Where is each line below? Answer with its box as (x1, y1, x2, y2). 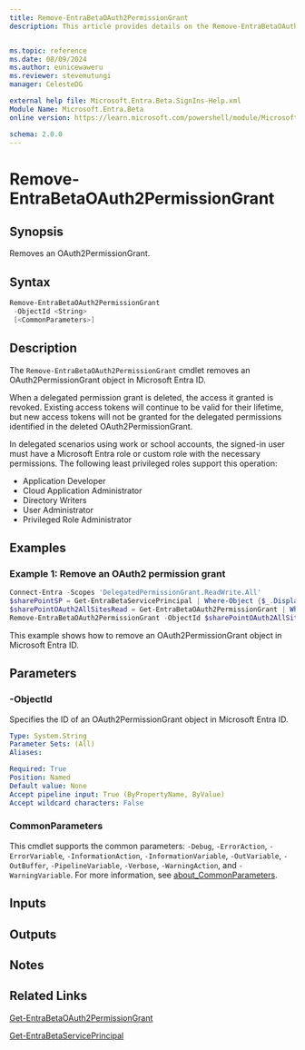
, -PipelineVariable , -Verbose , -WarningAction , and (45, 859, 238, 870)
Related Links (9, 988, 88, 1004)
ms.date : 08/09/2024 (9, 54, 88, 64)
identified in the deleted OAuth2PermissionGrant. (9, 421, 193, 431)
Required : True (9, 765, 67, 774)
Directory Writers (22, 494, 88, 505)
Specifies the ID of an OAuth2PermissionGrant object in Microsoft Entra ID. (9, 714, 289, 725)
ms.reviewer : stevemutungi (9, 72, 112, 81)
